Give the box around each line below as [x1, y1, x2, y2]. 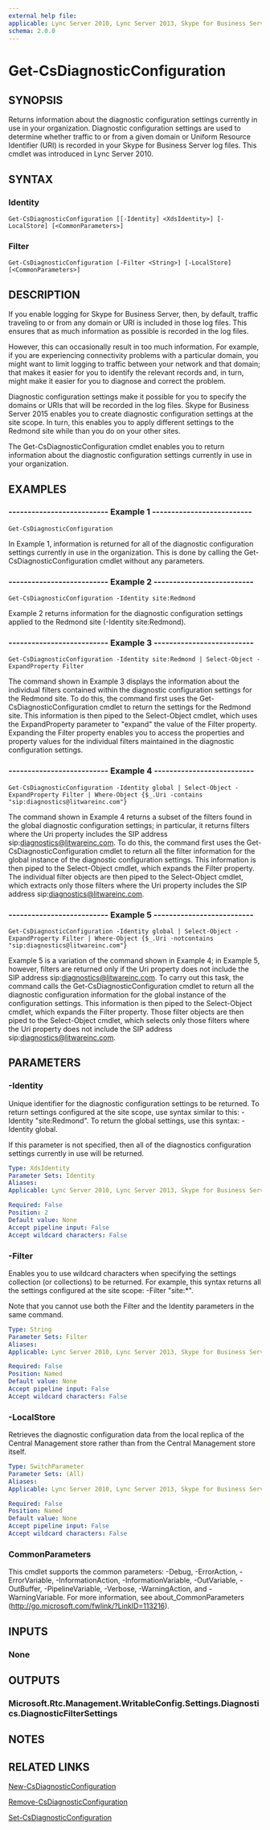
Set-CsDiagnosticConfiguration [8, 1813, 112, 1823]
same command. [8, 1309, 64, 1319]
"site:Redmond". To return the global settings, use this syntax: [35, 1116, 240, 1125]
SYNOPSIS [8, 94, 63, 107]
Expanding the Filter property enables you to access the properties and [8, 728, 245, 738]
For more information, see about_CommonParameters [67, 1593, 245, 1603]
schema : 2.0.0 [8, 27, 56, 35]
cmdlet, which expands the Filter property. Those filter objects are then [8, 1007, 244, 1017]
